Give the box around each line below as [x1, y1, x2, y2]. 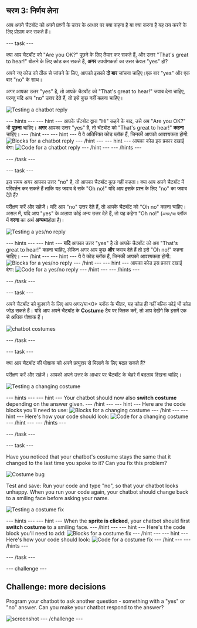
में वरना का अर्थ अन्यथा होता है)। [6, 216, 65, 223]
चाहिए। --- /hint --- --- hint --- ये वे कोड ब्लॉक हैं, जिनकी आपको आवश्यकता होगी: [6, 253, 171, 260]
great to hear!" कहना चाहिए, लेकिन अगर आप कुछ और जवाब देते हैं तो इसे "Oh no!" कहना [6, 246, 184, 253]
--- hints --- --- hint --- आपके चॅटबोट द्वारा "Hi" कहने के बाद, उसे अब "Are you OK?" [6, 117, 186, 124]
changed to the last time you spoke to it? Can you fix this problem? [6, 459, 167, 466]
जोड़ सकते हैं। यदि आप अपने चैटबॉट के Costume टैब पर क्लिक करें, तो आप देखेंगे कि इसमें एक [6, 307, 187, 314]
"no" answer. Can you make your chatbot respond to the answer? [6, 603, 164, 610]
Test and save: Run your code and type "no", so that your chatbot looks [6, 482, 179, 489]
